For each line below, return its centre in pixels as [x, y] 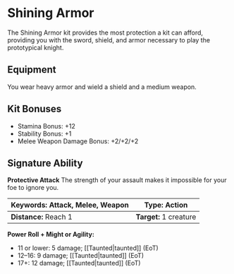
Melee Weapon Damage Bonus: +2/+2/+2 [78, 141]
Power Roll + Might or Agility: [51, 234]
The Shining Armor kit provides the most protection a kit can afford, [105, 32]
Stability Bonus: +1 [44, 133]
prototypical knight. [36, 47]
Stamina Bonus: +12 [46, 126]
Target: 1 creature [166, 217]
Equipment [32, 70]
